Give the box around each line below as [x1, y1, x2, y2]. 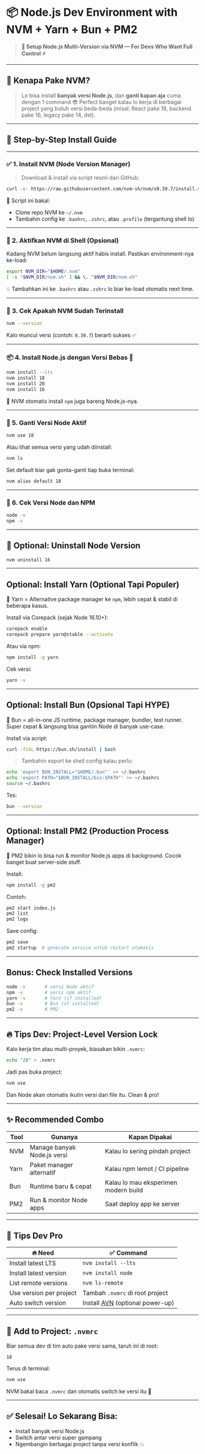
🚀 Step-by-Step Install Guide [6, 135, 117, 145]
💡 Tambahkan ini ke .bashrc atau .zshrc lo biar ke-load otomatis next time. [6, 285, 194, 292]
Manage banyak [29, 1143, 76, 1151]
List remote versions [9, 1279, 68, 1288]
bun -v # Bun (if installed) [6, 1001, 99, 1007]
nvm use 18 [6, 432, 34, 438]
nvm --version [6, 320, 43, 327]
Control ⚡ [21, 50, 46, 57]
